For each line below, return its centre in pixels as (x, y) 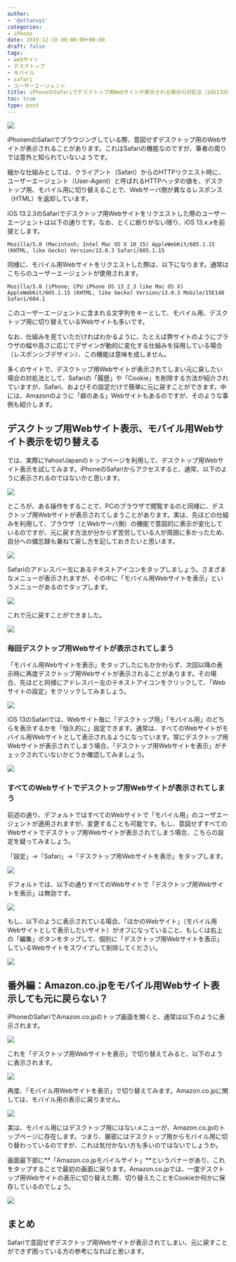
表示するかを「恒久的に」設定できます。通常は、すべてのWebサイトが (121, 728)
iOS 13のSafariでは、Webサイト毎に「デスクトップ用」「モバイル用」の (110, 719)
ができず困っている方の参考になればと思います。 (78, 1251)
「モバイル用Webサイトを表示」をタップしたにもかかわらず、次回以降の (112, 664)
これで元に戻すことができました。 (57, 615)
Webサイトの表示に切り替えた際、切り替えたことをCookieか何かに (123, 1178)
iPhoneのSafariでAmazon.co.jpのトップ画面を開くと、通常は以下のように (113, 1017)
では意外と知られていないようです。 (59, 157)
